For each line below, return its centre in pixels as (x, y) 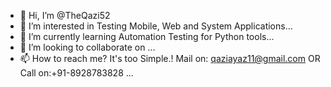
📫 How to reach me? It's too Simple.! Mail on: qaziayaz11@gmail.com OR (170, 58)
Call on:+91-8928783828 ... (76, 73)
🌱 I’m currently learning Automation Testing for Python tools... (147, 36)
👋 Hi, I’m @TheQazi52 (65, 15)
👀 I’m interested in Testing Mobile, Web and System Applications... (156, 26)
